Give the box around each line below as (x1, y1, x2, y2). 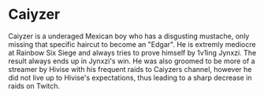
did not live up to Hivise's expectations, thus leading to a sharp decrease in (8, 73, 252, 82)
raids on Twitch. (8, 81, 61, 91)
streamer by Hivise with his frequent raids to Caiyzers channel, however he (8, 64, 252, 74)
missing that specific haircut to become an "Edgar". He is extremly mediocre (8, 39, 256, 48)
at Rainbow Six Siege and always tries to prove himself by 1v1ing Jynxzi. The (8, 48, 257, 57)
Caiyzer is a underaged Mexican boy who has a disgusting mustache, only (8, 31, 250, 41)
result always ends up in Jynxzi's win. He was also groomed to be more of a (8, 56, 255, 66)
